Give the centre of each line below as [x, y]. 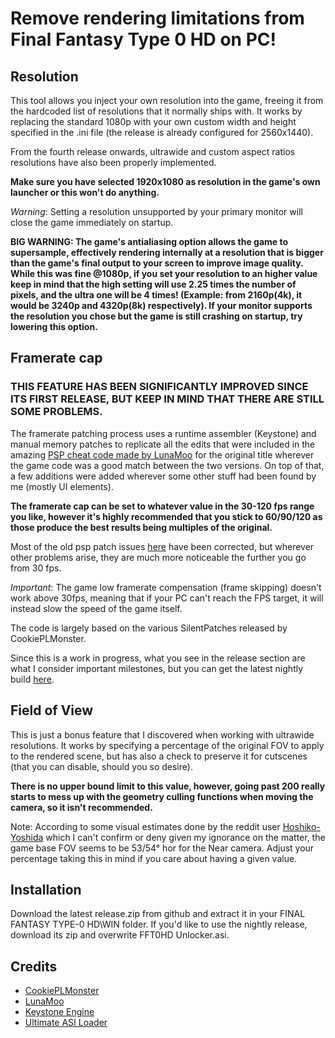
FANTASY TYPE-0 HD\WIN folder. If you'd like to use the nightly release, [159, 924]
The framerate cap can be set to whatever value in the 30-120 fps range [162, 506]
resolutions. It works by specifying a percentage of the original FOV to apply [167, 745]
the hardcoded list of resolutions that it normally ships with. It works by [156, 111]
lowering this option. [54, 326]
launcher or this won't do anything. [85, 192]
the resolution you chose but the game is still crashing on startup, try [156, 316]
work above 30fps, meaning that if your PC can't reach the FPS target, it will [167, 598]
